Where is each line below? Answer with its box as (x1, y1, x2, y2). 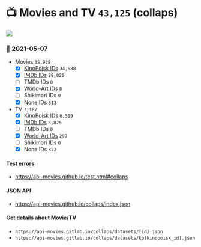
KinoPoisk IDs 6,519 (23, 112, 73, 119)
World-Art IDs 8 (23, 85, 62, 92)
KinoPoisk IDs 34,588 (23, 65, 76, 72)
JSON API (6, 187, 31, 194)
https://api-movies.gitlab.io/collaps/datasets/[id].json (14, 228, 163, 234)
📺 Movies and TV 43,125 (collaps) (6, 6, 178, 20)
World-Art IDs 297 (23, 132, 68, 139)
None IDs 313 (23, 99, 57, 106)
